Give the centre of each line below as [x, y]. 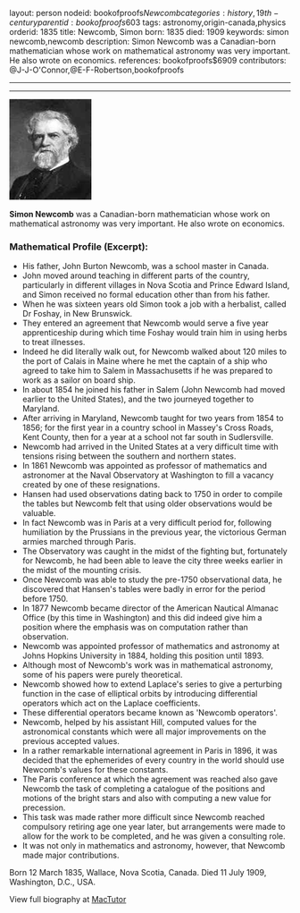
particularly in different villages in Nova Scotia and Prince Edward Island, [156, 285]
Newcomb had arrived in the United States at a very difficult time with [150, 447]
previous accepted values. [71, 741]
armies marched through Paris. [79, 542]
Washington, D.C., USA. [53, 882]
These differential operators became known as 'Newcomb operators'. [150, 713]
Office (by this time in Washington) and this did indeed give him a [142, 618]
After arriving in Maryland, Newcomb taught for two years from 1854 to [153, 418]
